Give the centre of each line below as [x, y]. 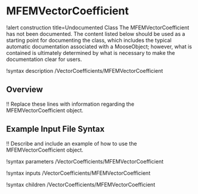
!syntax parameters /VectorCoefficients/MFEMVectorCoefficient [85, 161]
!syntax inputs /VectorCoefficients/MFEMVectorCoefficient [78, 173]
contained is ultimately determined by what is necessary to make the [91, 53]
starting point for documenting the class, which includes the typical [89, 40]
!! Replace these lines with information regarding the [70, 104]
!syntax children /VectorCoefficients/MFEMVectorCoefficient [81, 184]
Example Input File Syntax [55, 129]
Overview [25, 90]
